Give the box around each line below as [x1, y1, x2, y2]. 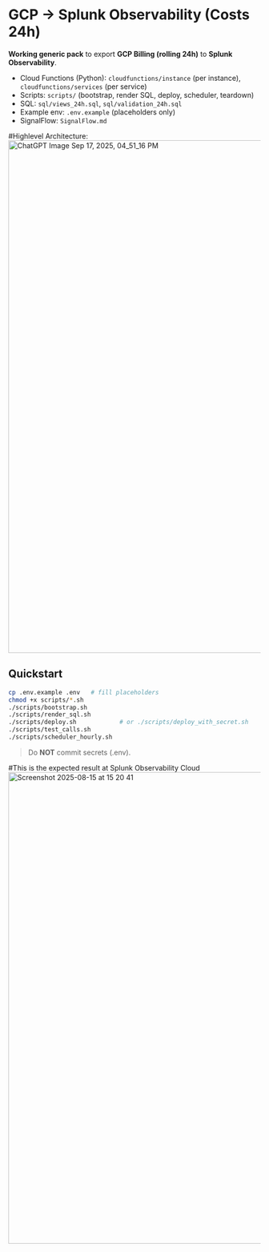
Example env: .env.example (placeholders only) [19, 107, 176, 117]
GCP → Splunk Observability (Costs [8, 6, 250, 24]
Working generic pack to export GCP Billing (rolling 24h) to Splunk [8, 49, 233, 58]
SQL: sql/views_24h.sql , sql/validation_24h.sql [19, 99, 183, 108]
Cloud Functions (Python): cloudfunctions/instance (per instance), [19, 73, 242, 83]
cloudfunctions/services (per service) [19, 82, 147, 91]
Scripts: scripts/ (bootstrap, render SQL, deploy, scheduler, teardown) [19, 90, 255, 99]
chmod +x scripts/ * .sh [8, 695, 84, 704]
